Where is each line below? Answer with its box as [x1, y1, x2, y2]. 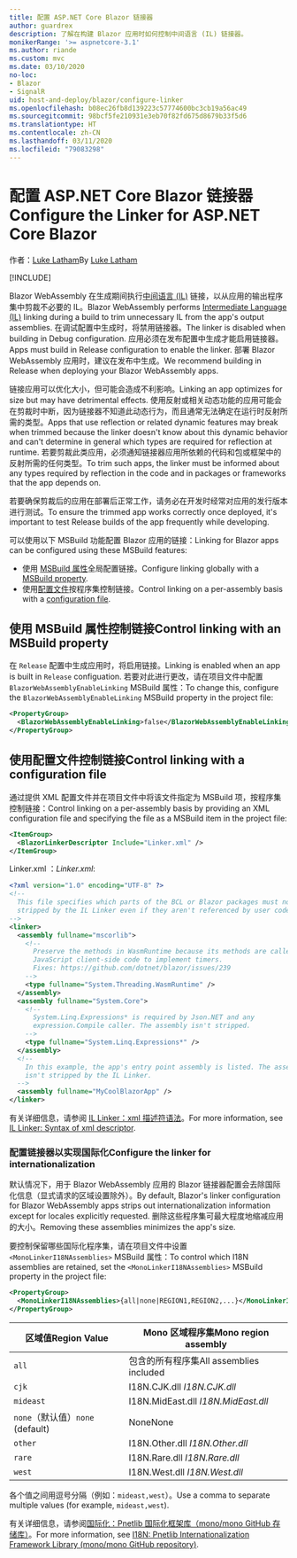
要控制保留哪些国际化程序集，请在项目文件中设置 [9, 1241, 187, 1251]
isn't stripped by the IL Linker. [25, 1071, 152, 1079]
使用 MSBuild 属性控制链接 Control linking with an [9, 621, 281, 636]
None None [128, 1415, 174, 1428]
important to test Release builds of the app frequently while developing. [9, 516, 270, 527]
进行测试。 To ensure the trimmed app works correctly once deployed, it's [9, 506, 278, 517]
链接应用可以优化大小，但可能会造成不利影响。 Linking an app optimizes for [9, 383, 283, 394]
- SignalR [9, 87, 46, 96]
